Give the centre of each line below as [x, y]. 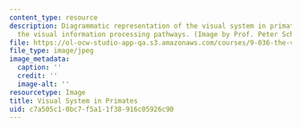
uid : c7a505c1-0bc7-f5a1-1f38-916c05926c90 [92, 109]
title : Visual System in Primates [74, 101]
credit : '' [38, 76]
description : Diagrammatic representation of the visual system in [138, 26]
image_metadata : [39, 59]
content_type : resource [54, 17]
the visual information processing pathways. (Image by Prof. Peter [148, 34]
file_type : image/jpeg [52, 51]
